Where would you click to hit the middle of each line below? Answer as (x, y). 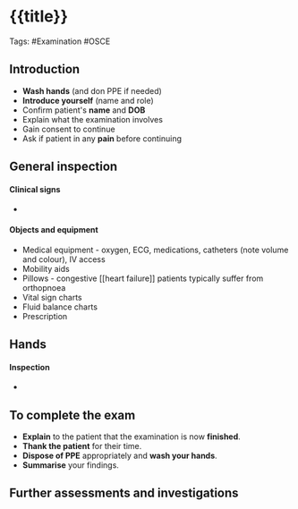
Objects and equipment (54, 229)
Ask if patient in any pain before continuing (102, 138)
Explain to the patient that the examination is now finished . (132, 437)
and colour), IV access (64, 259)
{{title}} (39, 17)
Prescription (45, 316)
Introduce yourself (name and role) (88, 100)
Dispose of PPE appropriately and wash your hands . (119, 455)
